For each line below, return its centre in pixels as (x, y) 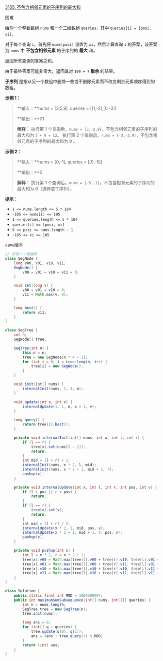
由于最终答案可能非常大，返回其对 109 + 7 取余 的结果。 (61, 71)
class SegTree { (21, 330)
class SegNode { (21, 258)
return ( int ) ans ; (41, 645)
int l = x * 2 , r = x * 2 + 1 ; (54, 555)
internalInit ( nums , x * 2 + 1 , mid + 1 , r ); (68, 469)
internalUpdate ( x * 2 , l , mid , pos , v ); (64, 528)
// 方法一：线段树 (21, 254)
